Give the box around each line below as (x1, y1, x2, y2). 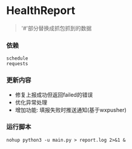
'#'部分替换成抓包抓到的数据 (21, 24, 92, 32)
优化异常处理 (15, 99, 47, 106)
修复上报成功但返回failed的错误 (15, 91, 93, 98)
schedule (6, 55, 28, 61)
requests (6, 61, 28, 67)
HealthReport (6, 4, 76, 18)
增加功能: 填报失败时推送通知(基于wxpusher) (15, 106, 127, 113)
